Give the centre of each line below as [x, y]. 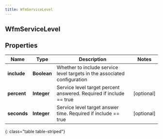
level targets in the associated [90, 73]
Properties [21, 46]
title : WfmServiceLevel [29, 9]
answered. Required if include [90, 93]
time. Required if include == [88, 113]
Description [93, 59]
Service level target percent [88, 87]
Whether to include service [87, 67]
